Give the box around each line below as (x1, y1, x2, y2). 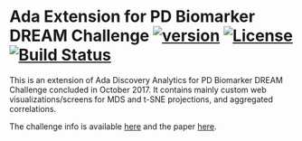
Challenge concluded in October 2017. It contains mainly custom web (9, 84, 267, 95)
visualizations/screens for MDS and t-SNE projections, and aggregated (9, 93, 273, 105)
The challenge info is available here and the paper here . (9, 120, 217, 132)
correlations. (9, 103, 57, 114)
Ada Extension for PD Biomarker (9, 6, 256, 27)
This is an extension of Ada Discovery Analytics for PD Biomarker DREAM (9, 74, 283, 85)
